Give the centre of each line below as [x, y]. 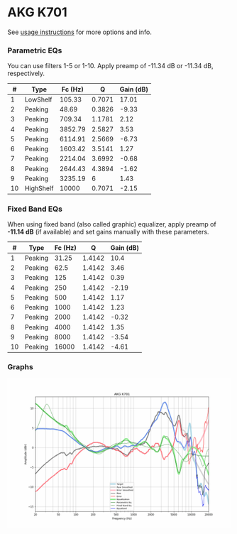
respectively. [26, 73]
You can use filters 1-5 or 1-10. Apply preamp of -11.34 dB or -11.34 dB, [111, 66]
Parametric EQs [35, 50]
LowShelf [38, 99]
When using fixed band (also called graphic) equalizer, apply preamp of [112, 224]
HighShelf [39, 188]
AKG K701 [37, 12]
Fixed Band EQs [35, 209]
